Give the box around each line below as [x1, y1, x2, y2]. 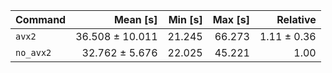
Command [15, 13, 67, 26]
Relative [276, 13, 317, 26]
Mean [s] [113, 13, 158, 26]
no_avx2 [15, 47, 52, 58]
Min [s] [168, 13, 203, 26]
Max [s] [212, 13, 250, 26]
